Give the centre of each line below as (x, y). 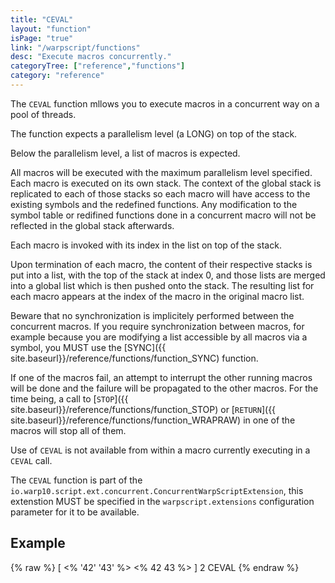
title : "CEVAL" (42, 19)
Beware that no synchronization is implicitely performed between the (152, 315)
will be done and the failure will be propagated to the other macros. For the (164, 388)
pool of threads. (43, 114)
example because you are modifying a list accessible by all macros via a (159, 337)
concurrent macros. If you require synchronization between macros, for (157, 326)
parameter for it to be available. (75, 512)
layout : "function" (51, 29)
